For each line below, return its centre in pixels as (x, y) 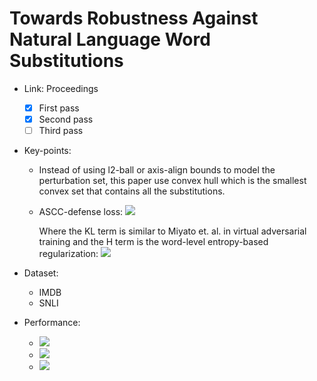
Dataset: (41, 273)
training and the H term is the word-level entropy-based (153, 242)
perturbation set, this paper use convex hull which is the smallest (172, 181)
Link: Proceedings (61, 88)
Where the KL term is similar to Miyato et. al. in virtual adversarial (172, 231)
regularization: (68, 254)
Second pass (66, 119)
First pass (59, 108)
